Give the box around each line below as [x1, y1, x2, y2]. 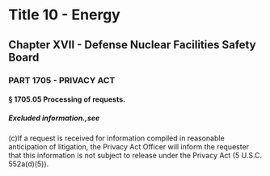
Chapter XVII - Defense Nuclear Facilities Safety [8, 38, 256, 52]
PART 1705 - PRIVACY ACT [8, 74, 116, 86]
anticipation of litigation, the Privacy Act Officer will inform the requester [8, 142, 249, 152]
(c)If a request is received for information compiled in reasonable [8, 133, 225, 143]
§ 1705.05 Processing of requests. [8, 94, 126, 104]
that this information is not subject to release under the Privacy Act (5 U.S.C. [8, 151, 263, 161]
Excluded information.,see [8, 113, 100, 123]
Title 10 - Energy [8, 6, 121, 24]
